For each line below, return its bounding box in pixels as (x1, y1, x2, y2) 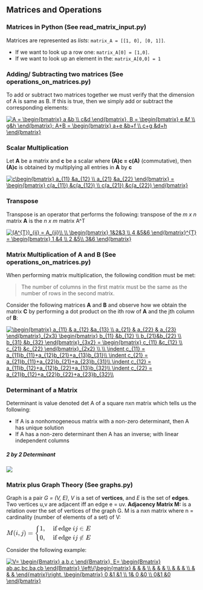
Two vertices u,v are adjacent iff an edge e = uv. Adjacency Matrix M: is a (6, 501, 192, 508)
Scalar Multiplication (6, 143, 69, 152)
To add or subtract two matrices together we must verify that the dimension (6, 91, 195, 98)
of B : (6, 314, 18, 321)
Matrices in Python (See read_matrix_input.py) (6, 23, 147, 31)
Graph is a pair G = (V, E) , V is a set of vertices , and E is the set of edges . (6, 495, 190, 502)
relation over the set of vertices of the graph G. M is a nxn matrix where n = (6, 507, 194, 515)
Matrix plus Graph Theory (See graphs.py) (6, 481, 134, 489)
